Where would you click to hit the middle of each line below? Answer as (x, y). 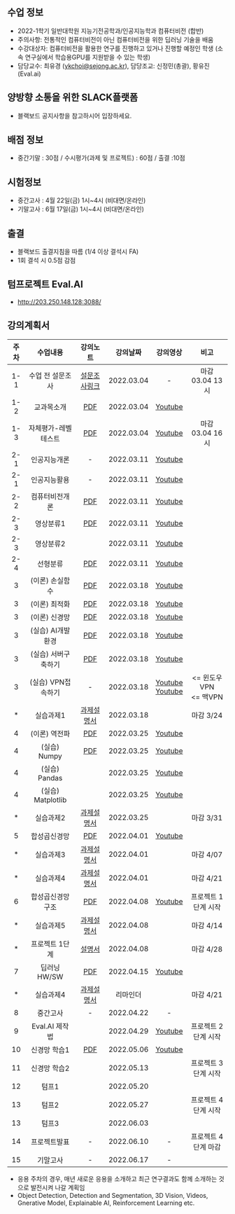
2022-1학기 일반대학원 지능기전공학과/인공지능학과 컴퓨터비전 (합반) (111, 31)
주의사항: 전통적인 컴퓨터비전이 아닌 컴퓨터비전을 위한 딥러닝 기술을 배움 (115, 39)
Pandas (50, 778)
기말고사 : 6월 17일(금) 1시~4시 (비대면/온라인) (81, 209)
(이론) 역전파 (50, 733)
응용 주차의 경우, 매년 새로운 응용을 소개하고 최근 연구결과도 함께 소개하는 (117, 1178)
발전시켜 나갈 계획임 (58, 1187)
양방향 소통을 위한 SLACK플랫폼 (73, 98)
